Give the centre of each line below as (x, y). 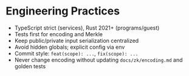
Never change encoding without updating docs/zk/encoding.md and (98, 60)
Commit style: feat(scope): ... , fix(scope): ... (76, 53)
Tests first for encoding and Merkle (58, 34)
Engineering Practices (63, 11)
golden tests (30, 66)
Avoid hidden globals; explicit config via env (70, 47)
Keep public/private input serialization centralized (77, 40)
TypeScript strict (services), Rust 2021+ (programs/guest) (87, 28)
